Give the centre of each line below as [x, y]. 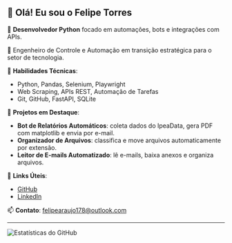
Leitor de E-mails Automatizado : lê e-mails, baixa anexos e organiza [115, 155]
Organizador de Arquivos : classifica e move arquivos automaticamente [119, 140]
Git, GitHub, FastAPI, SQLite [57, 99]
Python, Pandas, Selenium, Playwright [71, 84]
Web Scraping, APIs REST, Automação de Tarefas [88, 91]
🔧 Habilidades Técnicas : [42, 70]
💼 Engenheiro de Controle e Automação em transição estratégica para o [109, 50]
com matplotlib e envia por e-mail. [66, 133]
